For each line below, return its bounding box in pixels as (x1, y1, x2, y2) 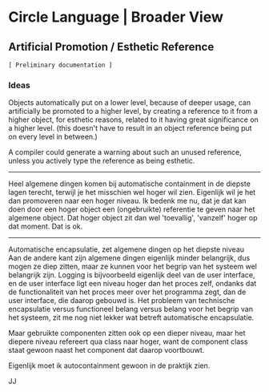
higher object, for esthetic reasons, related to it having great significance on (8, 115, 259, 124)
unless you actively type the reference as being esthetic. (8, 156, 195, 166)
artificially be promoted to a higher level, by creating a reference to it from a (8, 107, 259, 116)
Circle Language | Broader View (8, 8, 224, 26)
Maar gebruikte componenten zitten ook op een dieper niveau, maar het (8, 329, 246, 338)
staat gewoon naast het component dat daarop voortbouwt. (8, 346, 205, 355)
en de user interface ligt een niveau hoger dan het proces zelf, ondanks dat (8, 279, 257, 289)
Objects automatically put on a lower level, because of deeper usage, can (8, 98, 251, 107)
